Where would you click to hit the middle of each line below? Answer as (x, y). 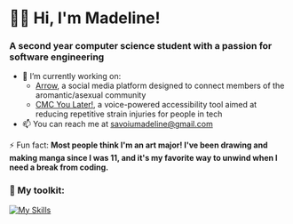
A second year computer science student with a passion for (141, 46)
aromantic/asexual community (91, 95)
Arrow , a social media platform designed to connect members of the (160, 86)
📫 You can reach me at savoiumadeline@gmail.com (117, 124)
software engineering (57, 57)
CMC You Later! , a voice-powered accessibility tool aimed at (146, 105)
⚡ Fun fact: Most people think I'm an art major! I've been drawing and (139, 145)
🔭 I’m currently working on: (71, 76)
